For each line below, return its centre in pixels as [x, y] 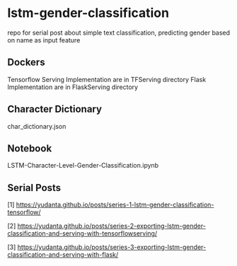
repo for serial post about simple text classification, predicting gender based [119, 33]
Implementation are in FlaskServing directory [73, 87]
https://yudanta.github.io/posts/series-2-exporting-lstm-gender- [112, 226]
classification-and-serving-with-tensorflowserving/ [82, 233]
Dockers [26, 63]
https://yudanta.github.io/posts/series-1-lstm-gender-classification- [115, 205]
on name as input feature [44, 40]
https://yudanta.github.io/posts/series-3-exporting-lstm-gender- [112, 247]
